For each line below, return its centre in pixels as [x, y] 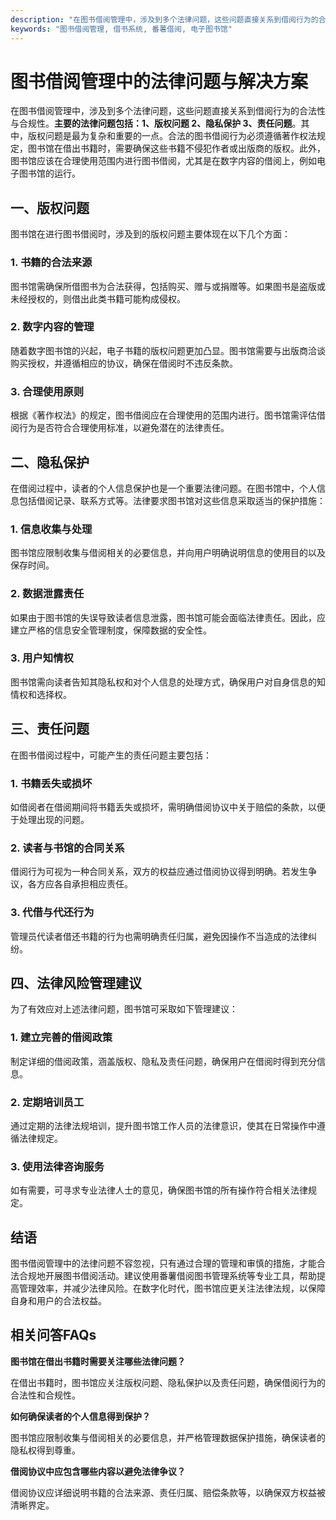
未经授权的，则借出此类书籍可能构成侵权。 [98, 298]
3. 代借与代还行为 [52, 913]
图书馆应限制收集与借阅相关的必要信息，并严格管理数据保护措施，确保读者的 [168, 1437]
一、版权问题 [50, 207]
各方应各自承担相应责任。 [80, 884]
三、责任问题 [50, 729]
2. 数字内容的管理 [52, 327]
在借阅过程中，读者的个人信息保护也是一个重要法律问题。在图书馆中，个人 [163, 488]
